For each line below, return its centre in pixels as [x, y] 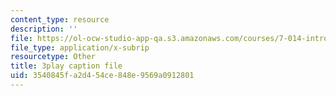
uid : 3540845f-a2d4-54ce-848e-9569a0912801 [102, 76]
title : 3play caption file [66, 66]
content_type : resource [60, 19]
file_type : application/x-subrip [80, 47]
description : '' [44, 29]
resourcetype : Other [53, 57]
